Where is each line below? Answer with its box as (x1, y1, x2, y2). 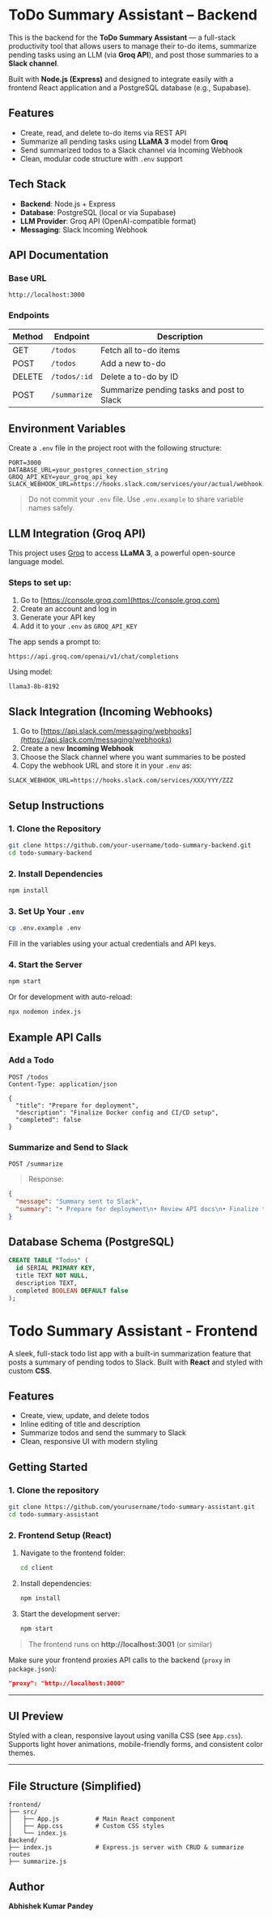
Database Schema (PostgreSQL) (8, 1235, 175, 1248)
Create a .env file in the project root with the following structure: (8, 443, 223, 453)
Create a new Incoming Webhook (19, 744, 134, 753)
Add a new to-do (100, 357, 166, 369)
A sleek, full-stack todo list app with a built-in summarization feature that (8, 1348, 251, 1358)
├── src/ (8, 1808, 38, 1816)
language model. (8, 557, 65, 567)
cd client (19, 1564, 54, 1572)
